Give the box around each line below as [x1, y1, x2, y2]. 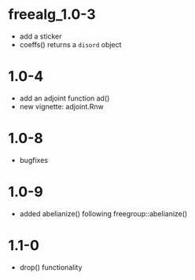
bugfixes [19, 155, 49, 164]
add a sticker [19, 31, 62, 41]
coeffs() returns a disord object [19, 39, 122, 49]
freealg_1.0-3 [8, 6, 96, 24]
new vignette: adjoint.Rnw [19, 101, 105, 111]
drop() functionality [19, 262, 83, 272]
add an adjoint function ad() [19, 93, 110, 103]
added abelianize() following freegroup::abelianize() [19, 208, 188, 218]
